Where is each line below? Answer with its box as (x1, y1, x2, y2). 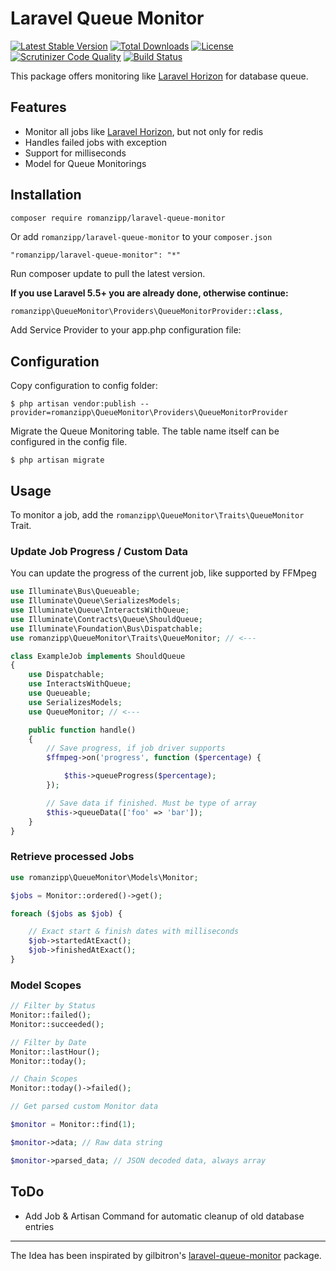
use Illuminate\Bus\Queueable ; (10, 587, 141, 597)
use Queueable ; (28, 688, 92, 699)
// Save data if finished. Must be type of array (46, 798, 257, 808)
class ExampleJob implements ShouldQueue (10, 651, 186, 661)
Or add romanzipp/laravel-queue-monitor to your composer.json (10, 230, 273, 242)
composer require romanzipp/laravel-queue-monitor (10, 213, 226, 223)
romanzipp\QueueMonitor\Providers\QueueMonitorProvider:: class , (10, 306, 284, 316)
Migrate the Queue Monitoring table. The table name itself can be (10, 425, 280, 437)
